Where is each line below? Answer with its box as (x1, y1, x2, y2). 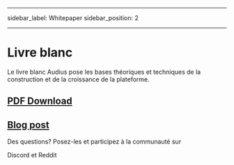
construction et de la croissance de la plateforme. (7, 74, 150, 84)
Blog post (7, 119, 50, 131)
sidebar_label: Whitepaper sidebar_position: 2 (7, 14, 139, 22)
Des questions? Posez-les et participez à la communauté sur (7, 137, 182, 146)
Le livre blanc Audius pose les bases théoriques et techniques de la (7, 68, 201, 76)
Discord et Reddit (7, 151, 57, 159)
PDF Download (7, 95, 72, 107)
